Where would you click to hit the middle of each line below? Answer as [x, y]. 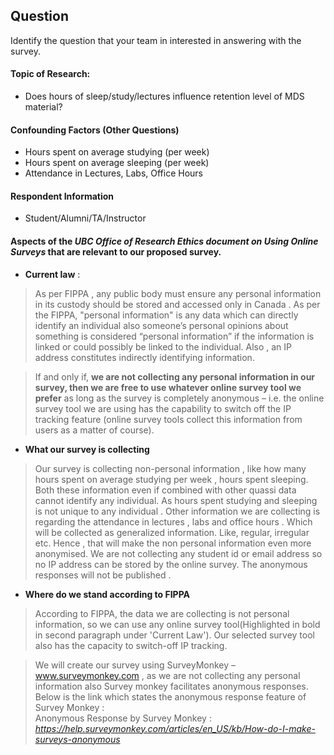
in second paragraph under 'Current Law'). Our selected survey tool [174, 635]
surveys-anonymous [77, 739]
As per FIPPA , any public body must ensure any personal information [178, 293]
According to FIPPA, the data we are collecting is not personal [162, 613]
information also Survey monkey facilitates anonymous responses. [171, 686]
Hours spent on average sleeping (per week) [117, 163]
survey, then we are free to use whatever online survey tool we [168, 387]
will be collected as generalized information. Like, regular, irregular [172, 532]
